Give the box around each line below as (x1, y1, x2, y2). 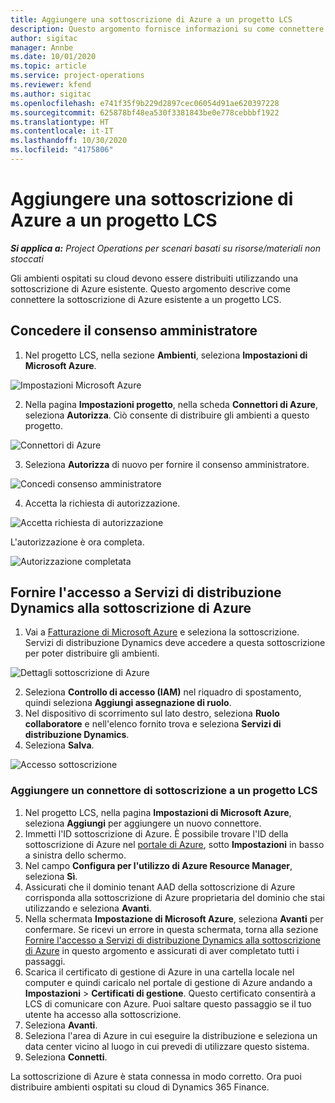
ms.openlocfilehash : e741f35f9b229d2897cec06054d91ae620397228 (10, 98, 280, 108)
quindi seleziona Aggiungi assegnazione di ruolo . (24, 697, 232, 709)
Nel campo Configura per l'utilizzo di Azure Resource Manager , (24, 859, 293, 871)
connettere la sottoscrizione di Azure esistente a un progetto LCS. (10, 293, 282, 305)
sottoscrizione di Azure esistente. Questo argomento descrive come (10, 282, 291, 295)
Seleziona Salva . (24, 739, 95, 751)
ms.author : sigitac (10, 89, 92, 99)
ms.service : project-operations (10, 71, 145, 81)
